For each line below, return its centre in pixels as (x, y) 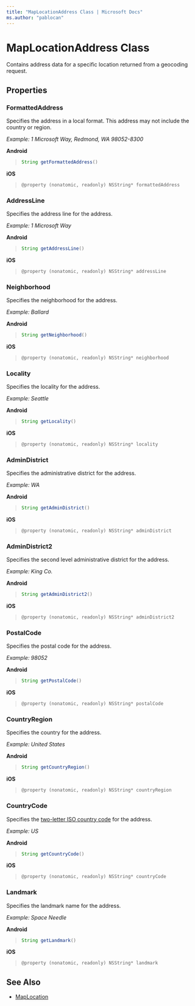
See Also (23, 982)
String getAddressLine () (53, 249)
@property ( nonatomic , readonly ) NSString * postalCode (92, 704)
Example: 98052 (27, 658)
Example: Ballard (28, 312)
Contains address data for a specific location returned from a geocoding (97, 65)
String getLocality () (48, 422)
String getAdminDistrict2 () (57, 595)
